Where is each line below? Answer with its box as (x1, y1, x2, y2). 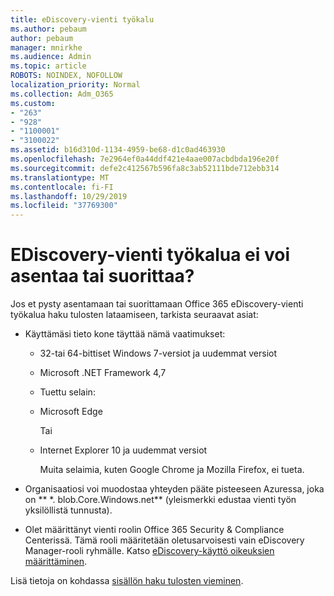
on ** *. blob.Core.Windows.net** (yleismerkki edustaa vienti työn (24, 494, 297, 506)
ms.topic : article (10, 61, 87, 71)
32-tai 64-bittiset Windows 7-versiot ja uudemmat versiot (39, 347, 278, 360)
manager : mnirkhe (10, 42, 83, 53)
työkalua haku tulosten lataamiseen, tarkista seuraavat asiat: (10, 309, 259, 321)
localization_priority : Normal (10, 80, 141, 90)
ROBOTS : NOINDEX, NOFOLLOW (10, 71, 123, 81)
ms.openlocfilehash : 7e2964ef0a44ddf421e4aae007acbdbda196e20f (10, 154, 280, 164)
